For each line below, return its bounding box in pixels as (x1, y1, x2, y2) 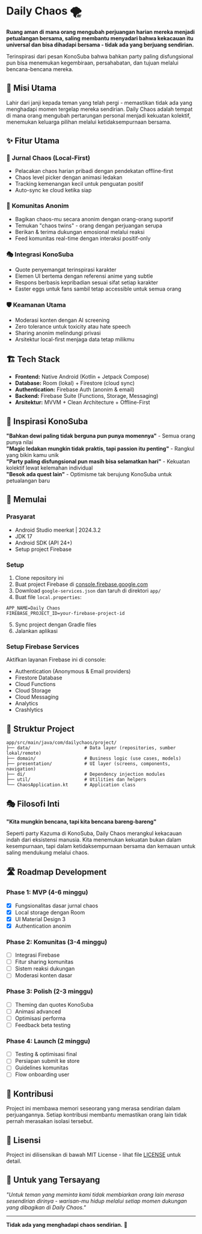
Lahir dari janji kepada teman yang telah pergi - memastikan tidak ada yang (6, 99, 192, 106)
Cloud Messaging (14, 693, 59, 700)
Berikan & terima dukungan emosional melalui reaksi (14, 228, 145, 235)
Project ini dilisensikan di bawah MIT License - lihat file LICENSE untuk (6, 1151, 182, 1159)
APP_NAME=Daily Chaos (6, 605, 61, 611)
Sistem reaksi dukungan (14, 965, 75, 972)
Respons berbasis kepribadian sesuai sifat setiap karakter (14, 279, 158, 286)
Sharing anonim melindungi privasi (14, 329, 101, 337)
